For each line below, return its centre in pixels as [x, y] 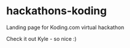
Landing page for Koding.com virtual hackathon [65, 27]
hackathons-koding [57, 11]
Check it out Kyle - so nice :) [42, 39]
